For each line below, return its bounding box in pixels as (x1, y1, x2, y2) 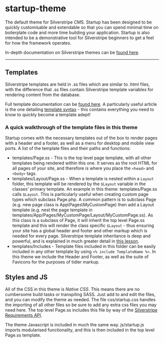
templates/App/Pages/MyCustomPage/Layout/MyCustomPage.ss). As (12, 212, 153, 218)
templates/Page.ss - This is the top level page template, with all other (12, 155, 152, 161)
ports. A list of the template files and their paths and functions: (5, 146, 131, 151)
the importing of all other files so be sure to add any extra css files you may (5, 302, 157, 308)
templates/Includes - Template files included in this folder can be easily (12, 244, 156, 249)
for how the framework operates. (5, 40, 72, 46)
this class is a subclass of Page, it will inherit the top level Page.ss (12, 218, 145, 223)
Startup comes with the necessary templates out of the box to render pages (5, 135, 158, 141)
